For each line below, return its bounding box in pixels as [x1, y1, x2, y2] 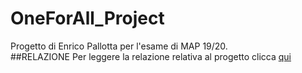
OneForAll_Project [10, 7, 165, 30]
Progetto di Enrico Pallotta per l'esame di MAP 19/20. [10, 40, 228, 52]
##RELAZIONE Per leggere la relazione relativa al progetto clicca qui [10, 50, 292, 62]
